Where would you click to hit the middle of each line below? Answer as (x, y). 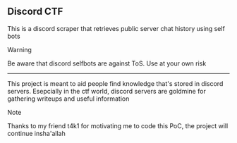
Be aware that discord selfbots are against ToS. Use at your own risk (107, 63)
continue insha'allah (36, 133)
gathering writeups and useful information (68, 99)
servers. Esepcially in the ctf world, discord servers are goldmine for (107, 91)
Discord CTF (35, 12)
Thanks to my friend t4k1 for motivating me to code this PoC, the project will (118, 125)
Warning (19, 49)
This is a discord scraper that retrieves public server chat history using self (116, 28)
